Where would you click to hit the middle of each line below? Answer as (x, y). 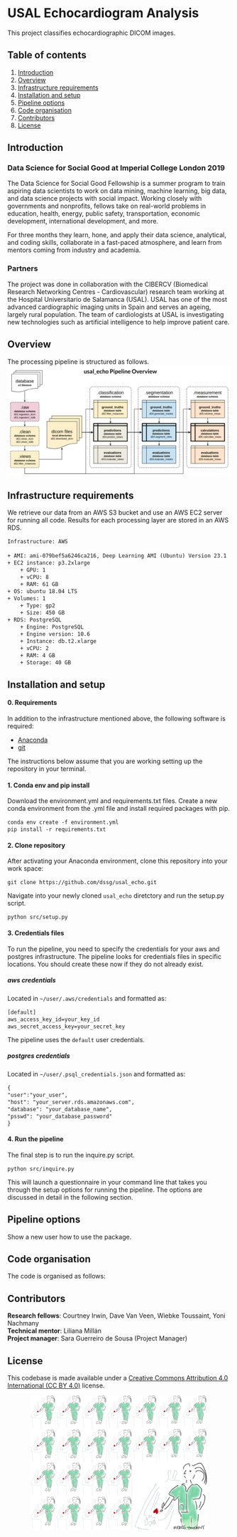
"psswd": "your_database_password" (60, 1116)
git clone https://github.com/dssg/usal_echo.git (82, 883)
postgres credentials (39, 1056)
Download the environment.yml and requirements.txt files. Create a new (112, 801)
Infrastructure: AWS (38, 542)
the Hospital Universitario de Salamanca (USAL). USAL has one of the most (117, 299)
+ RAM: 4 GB (38, 656)
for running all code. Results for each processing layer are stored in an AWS (118, 520)
